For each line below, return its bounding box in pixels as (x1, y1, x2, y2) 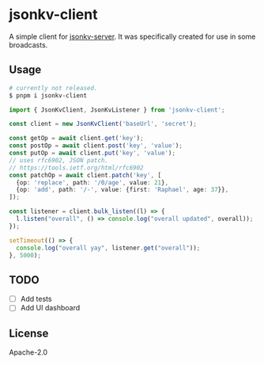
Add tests (20, 295, 52, 304)
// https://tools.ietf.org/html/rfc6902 (9, 164, 145, 172)
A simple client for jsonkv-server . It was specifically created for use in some (9, 32, 256, 41)
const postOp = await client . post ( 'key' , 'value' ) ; (9, 142, 183, 150)
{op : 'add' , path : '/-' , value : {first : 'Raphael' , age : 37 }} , (16, 186, 229, 194)
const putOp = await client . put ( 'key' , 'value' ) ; (9, 149, 176, 157)
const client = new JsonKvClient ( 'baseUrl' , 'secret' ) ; (9, 120, 197, 128)
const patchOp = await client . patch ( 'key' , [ (9, 171, 161, 179)
